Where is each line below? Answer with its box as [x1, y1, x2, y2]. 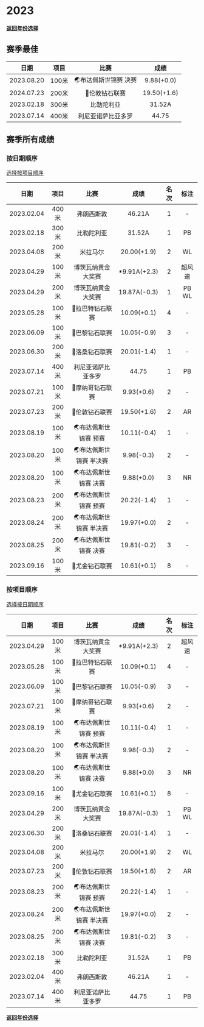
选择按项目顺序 [6, 169, 44, 177]
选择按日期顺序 [6, 600, 44, 608]
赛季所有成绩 [6, 135, 55, 145]
